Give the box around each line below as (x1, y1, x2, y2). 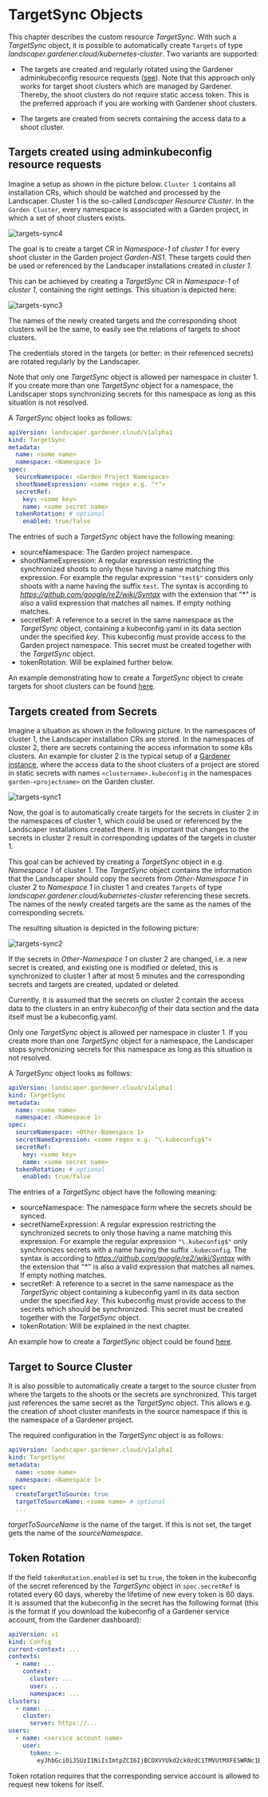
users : (8, 1727, 30, 1735)
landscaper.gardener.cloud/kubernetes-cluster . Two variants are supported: (8, 49, 259, 58)
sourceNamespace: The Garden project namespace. (19, 547, 193, 557)
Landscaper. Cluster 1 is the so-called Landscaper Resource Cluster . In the (8, 195, 254, 205)
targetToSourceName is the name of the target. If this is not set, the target (8, 1520, 252, 1529)
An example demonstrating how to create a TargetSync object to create (8, 673, 243, 683)
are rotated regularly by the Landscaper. (8, 357, 141, 366)
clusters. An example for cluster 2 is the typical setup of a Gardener (8, 751, 231, 760)
